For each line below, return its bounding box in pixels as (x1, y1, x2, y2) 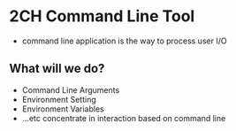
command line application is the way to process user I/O (21, 35, 227, 46)
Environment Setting (21, 94, 97, 104)
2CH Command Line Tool (9, 6, 195, 27)
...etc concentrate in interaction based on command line (21, 112, 226, 123)
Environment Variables (21, 104, 104, 114)
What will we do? (9, 61, 105, 76)
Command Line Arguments (21, 84, 120, 95)
